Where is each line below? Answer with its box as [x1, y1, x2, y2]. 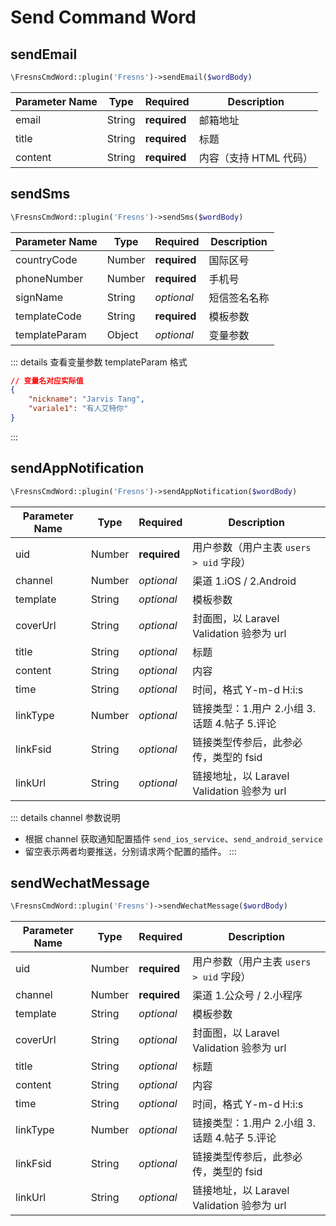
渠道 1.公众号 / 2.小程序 [192, 989, 303, 1003]
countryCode [15, 252, 78, 266]
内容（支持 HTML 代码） [198, 151, 313, 165]
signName [15, 290, 63, 304]
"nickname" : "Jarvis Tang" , [28, 394, 145, 405]
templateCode [15, 309, 82, 323]
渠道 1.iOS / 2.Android [192, 574, 297, 588]
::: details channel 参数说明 [10, 811, 121, 823]
